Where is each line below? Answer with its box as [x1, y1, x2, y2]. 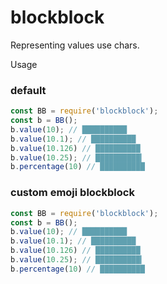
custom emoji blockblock [10, 186, 135, 200]
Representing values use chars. [10, 39, 140, 51]
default [10, 83, 47, 97]
